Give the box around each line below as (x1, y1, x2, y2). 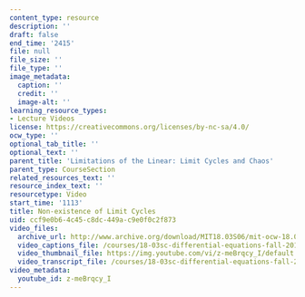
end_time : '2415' (9, 38, 75, 48)
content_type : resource (9, 13, 100, 23)
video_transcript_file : (17, 257, 107, 267)
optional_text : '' (9, 148, 79, 157)
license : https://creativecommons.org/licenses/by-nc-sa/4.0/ (9, 123, 250, 132)
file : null (9, 47, 51, 56)
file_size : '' (9, 55, 64, 64)
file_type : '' (9, 64, 64, 73)
